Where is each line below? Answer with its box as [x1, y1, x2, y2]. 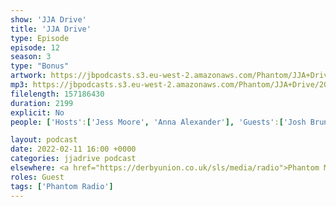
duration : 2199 [10, 98, 74, 108]
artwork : [10, 71, 47, 81]
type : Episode [10, 33, 70, 43]
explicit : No [10, 107, 65, 118]
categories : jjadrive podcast [10, 154, 137, 164]
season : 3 [10, 52, 52, 62]
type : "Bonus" [10, 61, 70, 71]
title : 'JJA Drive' [10, 24, 92, 34]
